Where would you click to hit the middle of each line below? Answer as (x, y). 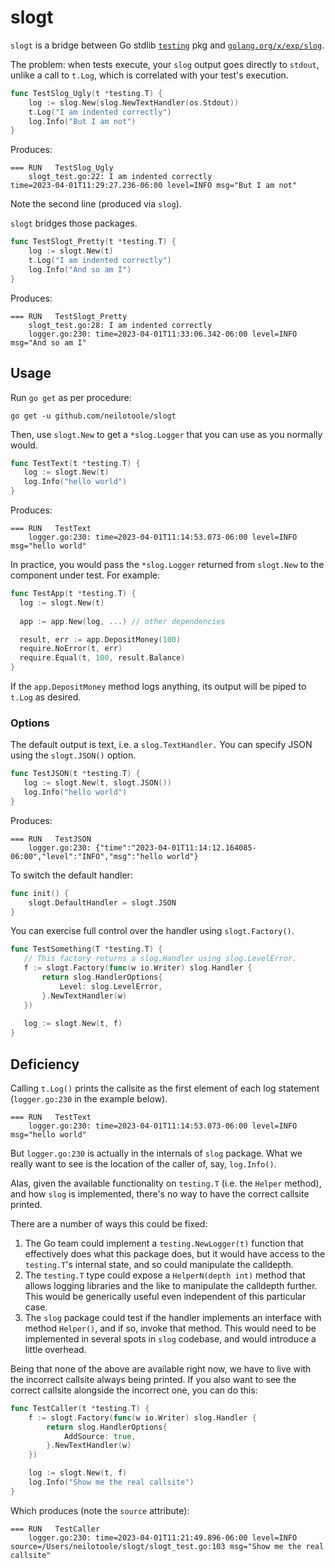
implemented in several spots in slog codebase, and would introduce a (170, 1338)
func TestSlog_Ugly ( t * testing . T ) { (86, 93)
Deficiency (45, 1064)
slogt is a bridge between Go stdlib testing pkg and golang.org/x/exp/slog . (167, 45)
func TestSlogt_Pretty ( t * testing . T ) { (93, 242)
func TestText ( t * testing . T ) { (75, 463)
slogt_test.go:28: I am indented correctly (120, 325)
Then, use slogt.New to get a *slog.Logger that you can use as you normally (166, 434)
